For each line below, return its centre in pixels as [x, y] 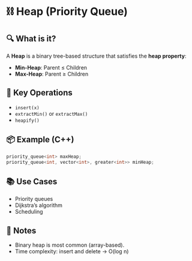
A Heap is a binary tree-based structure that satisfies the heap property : [97, 56]
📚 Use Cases [32, 181]
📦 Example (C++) [40, 139]
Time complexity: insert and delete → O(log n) [72, 251]
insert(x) [27, 108]
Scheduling [29, 212]
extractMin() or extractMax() [51, 113]
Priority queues [34, 199]
